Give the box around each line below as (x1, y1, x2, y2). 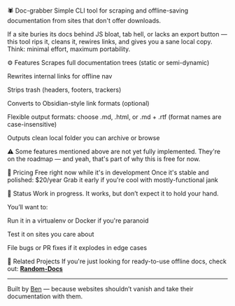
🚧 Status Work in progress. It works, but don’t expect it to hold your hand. (7, 189, 219, 197)
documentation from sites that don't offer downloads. (7, 17, 162, 25)
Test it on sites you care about (7, 230, 94, 238)
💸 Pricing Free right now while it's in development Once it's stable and (7, 168, 209, 176)
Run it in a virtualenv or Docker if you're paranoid (7, 216, 149, 225)
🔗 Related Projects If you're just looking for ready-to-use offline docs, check (7, 257, 227, 265)
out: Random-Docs (7, 265, 63, 272)
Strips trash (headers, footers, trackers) (7, 85, 122, 94)
